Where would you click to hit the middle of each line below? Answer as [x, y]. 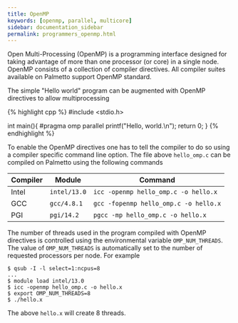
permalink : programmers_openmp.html [62, 34]
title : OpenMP [29, 14]
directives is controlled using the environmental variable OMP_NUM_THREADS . [115, 240]
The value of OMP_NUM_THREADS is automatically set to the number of [105, 248]
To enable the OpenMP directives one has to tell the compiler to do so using [119, 148]
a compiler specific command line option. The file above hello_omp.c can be [119, 155]
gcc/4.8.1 [66, 204]
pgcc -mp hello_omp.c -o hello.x [150, 215]
